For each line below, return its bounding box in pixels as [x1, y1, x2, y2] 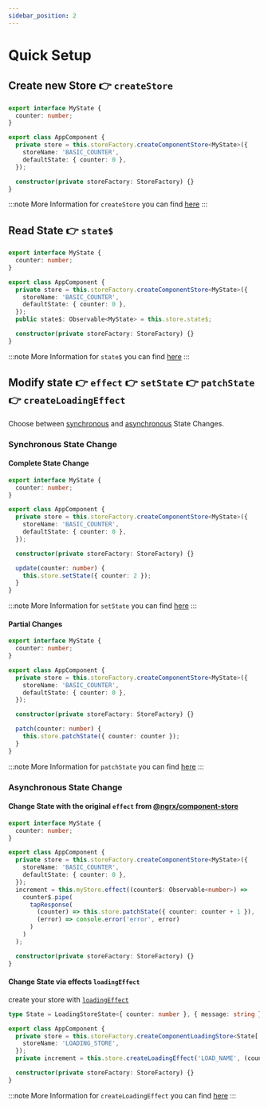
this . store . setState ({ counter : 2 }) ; [22, 571, 152, 580]
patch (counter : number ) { [15, 725, 102, 733]
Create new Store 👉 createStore [8, 79, 173, 93]
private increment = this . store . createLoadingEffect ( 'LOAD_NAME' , [15, 1054, 241, 1062]
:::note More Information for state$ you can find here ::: [8, 351, 190, 361]
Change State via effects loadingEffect [8, 977, 140, 986]
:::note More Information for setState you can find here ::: [8, 601, 197, 610]
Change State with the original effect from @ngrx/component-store [8, 802, 239, 811]
